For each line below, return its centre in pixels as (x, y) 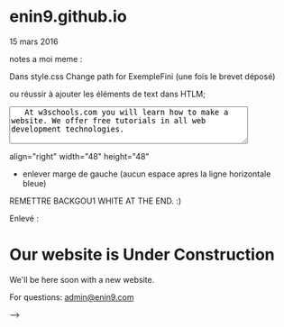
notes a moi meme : (46, 59)
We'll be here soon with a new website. (82, 279)
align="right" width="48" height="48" (79, 156)
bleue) (34, 183)
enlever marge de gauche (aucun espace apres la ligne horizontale (147, 174)
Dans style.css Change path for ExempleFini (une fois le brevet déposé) (142, 76)
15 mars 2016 (34, 41)
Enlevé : (24, 218)
